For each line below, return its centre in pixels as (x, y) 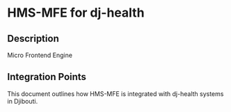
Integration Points (47, 77)
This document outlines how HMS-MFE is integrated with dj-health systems (115, 94)
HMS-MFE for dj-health (76, 13)
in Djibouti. (23, 101)
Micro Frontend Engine (40, 55)
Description (33, 39)
